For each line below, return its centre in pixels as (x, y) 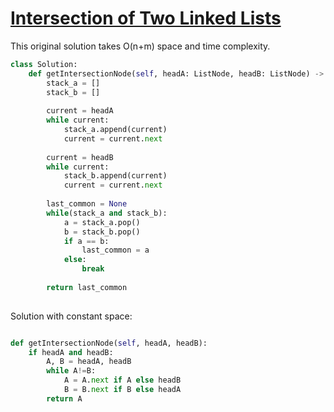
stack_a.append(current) (115, 130)
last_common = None (87, 204)
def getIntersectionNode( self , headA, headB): (109, 343)
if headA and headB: (71, 352)
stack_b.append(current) (115, 176)
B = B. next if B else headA (122, 390)
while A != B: (71, 371)
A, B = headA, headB (89, 362)
